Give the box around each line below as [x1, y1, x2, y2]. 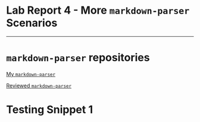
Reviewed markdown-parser [6, 82, 72, 89]
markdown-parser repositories [6, 51, 150, 64]
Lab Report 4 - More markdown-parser [6, 4, 190, 17]
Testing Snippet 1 [6, 103, 93, 117]
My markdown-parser [6, 70, 55, 77]
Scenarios [6, 16, 58, 30]
